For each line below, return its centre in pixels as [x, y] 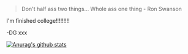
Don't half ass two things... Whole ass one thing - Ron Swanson [102, 9]
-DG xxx [17, 33]
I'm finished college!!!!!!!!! [38, 21]
